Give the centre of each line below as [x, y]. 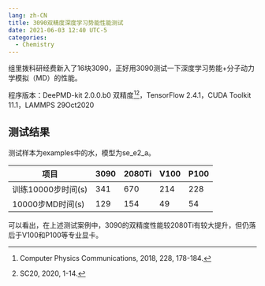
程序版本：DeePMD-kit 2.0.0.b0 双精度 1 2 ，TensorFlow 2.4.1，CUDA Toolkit [130, 94]
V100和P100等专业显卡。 [62, 235]
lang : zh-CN [28, 15]
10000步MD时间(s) [49, 204]
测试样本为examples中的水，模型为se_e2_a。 [82, 152]
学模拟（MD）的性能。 [45, 78]
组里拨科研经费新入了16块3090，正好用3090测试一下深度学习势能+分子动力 [131, 69]
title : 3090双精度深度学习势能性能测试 [66, 23]
